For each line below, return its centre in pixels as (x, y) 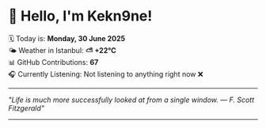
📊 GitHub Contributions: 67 (53, 62)
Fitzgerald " (27, 108)
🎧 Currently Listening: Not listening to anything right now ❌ (106, 73)
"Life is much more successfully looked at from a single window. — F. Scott (131, 100)
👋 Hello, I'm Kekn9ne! (80, 16)
